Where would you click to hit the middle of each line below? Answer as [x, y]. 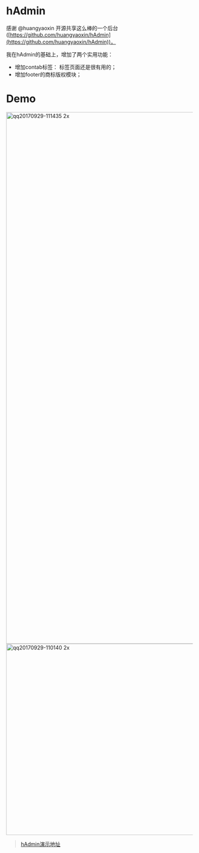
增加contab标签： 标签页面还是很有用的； [65, 67]
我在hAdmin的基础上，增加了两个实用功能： [60, 54]
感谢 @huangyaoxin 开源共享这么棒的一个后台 [62, 28]
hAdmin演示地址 [41, 844]
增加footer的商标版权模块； [48, 74]
